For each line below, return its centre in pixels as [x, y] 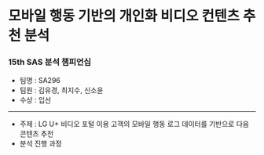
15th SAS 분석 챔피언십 [50, 62]
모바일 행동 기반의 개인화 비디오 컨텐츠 [124, 16]
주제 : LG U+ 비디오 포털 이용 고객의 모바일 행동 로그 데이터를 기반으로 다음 [134, 124]
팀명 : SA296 [40, 81]
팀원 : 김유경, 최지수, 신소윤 [61, 90]
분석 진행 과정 [40, 144]
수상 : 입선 [35, 100]
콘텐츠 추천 [37, 134]
